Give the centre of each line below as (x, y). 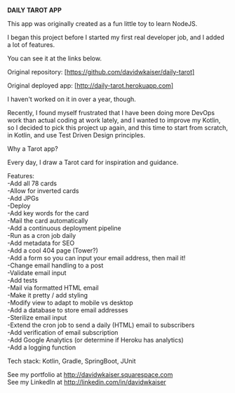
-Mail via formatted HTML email (53, 288)
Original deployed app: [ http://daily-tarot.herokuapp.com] (90, 86)
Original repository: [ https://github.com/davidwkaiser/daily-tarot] (101, 72)
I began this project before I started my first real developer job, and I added (116, 37)
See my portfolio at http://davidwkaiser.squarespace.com (90, 374)
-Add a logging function (42, 347)
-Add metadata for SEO (41, 243)
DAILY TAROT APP (34, 10)
